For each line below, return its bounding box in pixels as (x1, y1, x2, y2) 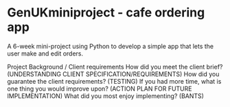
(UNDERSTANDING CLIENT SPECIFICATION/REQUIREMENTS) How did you (7, 70, 220, 78)
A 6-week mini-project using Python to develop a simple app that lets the (7, 42, 214, 50)
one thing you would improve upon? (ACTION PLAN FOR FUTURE (7, 84, 192, 93)
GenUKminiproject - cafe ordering (7, 5, 205, 21)
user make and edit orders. (7, 49, 84, 58)
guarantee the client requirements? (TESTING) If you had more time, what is (7, 77, 222, 85)
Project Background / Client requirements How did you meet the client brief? (7, 62, 223, 71)
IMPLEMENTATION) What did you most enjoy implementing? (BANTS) (7, 91, 205, 100)
